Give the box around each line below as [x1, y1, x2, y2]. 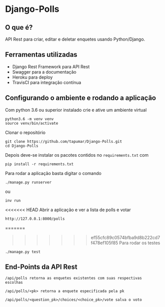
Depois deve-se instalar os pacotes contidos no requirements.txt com [5, 152, 149, 158]
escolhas [5, 280, 23, 285]
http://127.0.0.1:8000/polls [5, 216, 65, 221]
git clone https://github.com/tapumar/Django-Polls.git [5, 139, 122, 144]
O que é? [5, 23, 33, 32]
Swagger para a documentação [12, 69, 76, 75]
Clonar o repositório [5, 130, 46, 135]
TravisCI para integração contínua [12, 79, 81, 85]
